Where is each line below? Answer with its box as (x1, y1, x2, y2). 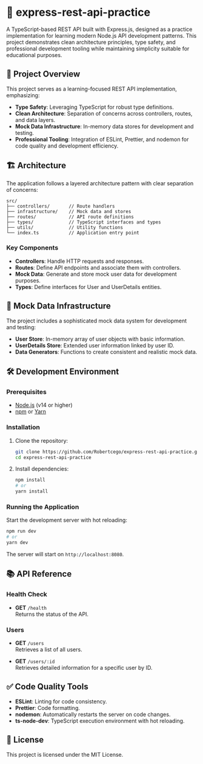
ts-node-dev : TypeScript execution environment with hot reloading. (15, 717, 185, 725)
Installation (6, 423, 41, 432)
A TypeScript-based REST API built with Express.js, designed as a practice (6, 26, 193, 33)
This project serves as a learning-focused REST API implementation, (6, 85, 177, 92)
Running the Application (6, 502, 79, 511)
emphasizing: (6, 91, 40, 99)
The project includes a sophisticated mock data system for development (6, 317, 187, 324)
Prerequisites (6, 387, 47, 396)
